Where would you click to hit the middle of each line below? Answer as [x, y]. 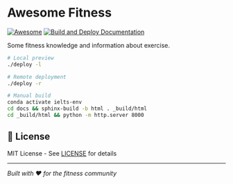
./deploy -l [24, 64]
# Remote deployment [37, 77]
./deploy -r [24, 83]
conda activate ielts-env [44, 102]
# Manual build [29, 96]
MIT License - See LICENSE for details [62, 153]
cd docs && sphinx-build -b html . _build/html [77, 109]
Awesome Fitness [60, 13]
